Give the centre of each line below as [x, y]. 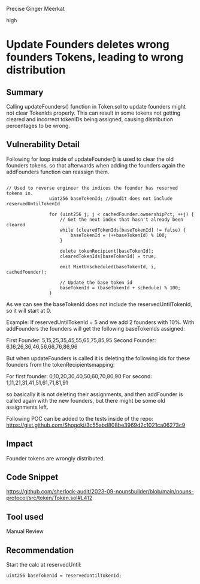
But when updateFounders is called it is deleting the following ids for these [98, 358]
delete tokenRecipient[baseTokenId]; [107, 251]
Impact [19, 444]
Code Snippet [32, 477]
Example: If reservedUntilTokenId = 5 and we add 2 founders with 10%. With [100, 322]
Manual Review [25, 531]
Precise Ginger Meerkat [35, 9]
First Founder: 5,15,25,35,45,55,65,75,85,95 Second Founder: [81, 340]
